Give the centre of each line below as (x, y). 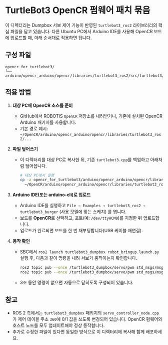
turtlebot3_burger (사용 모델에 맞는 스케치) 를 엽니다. (73, 212)
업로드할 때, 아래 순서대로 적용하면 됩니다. (51, 38)
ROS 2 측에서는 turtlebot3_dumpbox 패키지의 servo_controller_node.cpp (85, 313)
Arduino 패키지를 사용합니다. (48, 122)
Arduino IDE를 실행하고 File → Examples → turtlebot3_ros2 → (83, 206)
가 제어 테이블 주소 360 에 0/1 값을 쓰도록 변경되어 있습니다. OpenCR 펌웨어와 (87, 319)
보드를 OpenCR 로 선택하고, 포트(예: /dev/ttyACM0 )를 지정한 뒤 (81, 218)
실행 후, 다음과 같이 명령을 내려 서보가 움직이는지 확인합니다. (78, 258)
